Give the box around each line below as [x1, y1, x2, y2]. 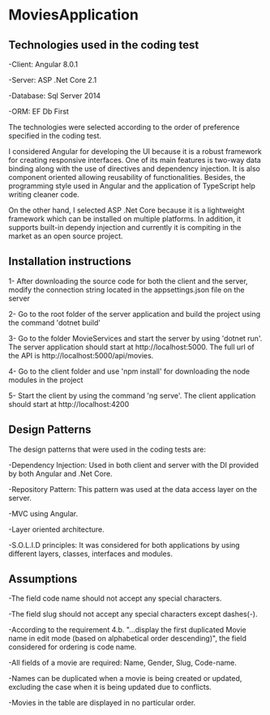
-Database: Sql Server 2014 [8, 91, 101, 101]
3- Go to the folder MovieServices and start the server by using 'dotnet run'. [8, 333, 263, 343]
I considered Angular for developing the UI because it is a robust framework [8, 147, 262, 156]
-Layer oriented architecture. [8, 524, 105, 534]
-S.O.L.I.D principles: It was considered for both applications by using [8, 540, 241, 550]
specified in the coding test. [8, 131, 102, 140]
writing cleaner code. [8, 190, 79, 199]
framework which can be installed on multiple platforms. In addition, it [8, 214, 242, 224]
